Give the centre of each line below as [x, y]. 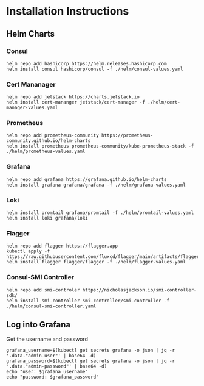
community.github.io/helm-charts [49, 141]
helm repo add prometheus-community [53, 135]
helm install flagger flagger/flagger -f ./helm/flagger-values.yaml [96, 262]
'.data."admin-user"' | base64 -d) [51, 356]
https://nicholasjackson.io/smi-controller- [140, 290]
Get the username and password [47, 339]
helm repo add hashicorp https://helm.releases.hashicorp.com [87, 63]
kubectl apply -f [28, 251]
